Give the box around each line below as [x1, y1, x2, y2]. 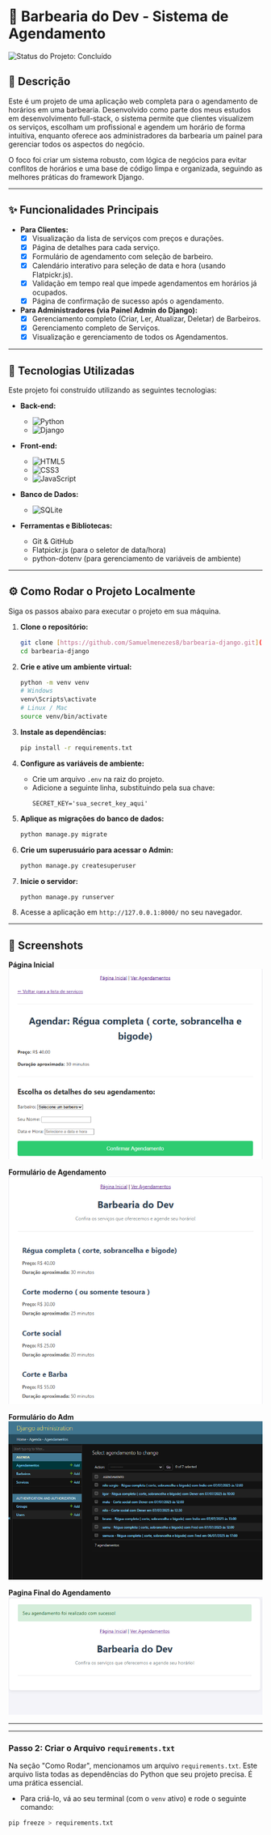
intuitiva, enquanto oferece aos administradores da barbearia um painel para [8, 130, 263, 140]
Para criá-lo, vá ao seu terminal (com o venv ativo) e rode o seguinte [19, 1794, 247, 1803]
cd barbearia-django [19, 647, 90, 655]
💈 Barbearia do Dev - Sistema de [8, 7, 229, 26]
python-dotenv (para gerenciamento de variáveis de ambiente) [31, 554, 242, 563]
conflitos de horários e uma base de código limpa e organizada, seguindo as [8, 164, 263, 173]
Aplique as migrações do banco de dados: [19, 813, 165, 823]
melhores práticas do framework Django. [8, 172, 144, 181]
